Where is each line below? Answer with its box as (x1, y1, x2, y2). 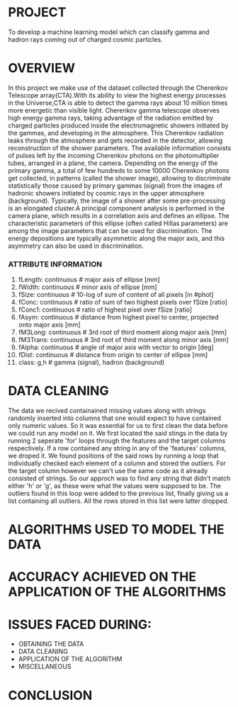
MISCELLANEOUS (18, 662, 72, 671)
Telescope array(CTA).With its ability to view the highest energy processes (8, 91, 227, 99)
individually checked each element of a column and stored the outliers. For (8, 459, 226, 468)
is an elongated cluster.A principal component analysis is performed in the (8, 203, 225, 213)
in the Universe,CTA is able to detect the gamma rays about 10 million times (8, 98, 228, 107)
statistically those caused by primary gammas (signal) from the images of (8, 181, 222, 190)
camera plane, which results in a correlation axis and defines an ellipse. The (8, 211, 229, 220)
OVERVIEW (8, 60, 76, 77)
